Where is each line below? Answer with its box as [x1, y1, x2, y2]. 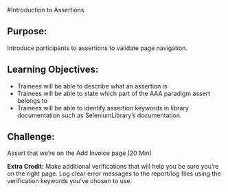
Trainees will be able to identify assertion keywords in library [16, 104, 189, 112]
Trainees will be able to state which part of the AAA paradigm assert [16, 89, 211, 97]
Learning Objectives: [7, 64, 99, 75]
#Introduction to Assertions [7, 6, 84, 14]
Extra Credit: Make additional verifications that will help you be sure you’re [7, 163, 219, 171]
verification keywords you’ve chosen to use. [7, 177, 133, 185]
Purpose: [7, 25, 47, 37]
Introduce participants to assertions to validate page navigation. [7, 44, 187, 52]
